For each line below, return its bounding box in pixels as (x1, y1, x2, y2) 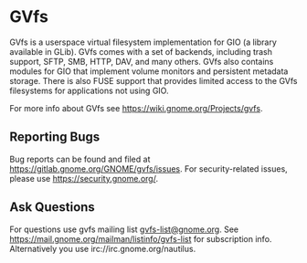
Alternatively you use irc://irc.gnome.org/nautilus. (9, 243, 196, 254)
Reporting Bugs (9, 130, 101, 145)
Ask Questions (9, 199, 96, 216)
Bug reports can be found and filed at (9, 153, 151, 164)
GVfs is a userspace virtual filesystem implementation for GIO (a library (9, 37, 277, 47)
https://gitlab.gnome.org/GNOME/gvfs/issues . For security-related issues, (9, 163, 288, 174)
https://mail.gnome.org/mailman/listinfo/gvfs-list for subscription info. (9, 233, 272, 244)
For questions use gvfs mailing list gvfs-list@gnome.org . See (9, 224, 239, 235)
